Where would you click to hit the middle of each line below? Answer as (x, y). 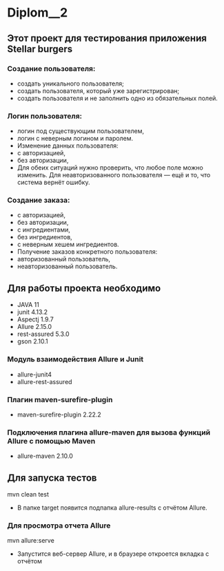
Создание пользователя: (51, 68)
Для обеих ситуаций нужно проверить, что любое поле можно (110, 168)
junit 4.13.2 (32, 312)
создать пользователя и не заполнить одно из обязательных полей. (118, 98)
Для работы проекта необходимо (84, 288)
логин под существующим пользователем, (81, 131)
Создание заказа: (39, 200)
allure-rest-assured (44, 381)
